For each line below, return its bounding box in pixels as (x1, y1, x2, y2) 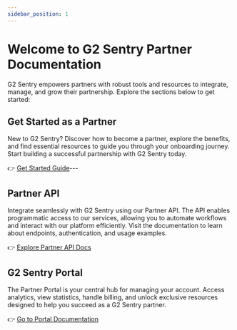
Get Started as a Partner (7, 115, 117, 128)
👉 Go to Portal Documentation (7, 315, 99, 323)
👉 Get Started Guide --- (7, 164, 79, 172)
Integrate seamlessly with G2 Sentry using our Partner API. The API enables (7, 206, 231, 215)
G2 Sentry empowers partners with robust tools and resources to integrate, (7, 80, 228, 88)
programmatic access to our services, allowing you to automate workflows (7, 214, 227, 222)
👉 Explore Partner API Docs (7, 243, 91, 252)
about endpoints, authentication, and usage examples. (7, 229, 168, 237)
